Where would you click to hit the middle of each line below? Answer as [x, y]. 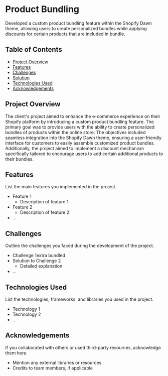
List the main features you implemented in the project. [61, 187]
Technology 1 [26, 309]
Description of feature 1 [44, 202]
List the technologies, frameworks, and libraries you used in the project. [79, 299]
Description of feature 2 [45, 212]
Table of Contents [34, 49]
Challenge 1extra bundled [39, 256]
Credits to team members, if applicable [53, 368]
